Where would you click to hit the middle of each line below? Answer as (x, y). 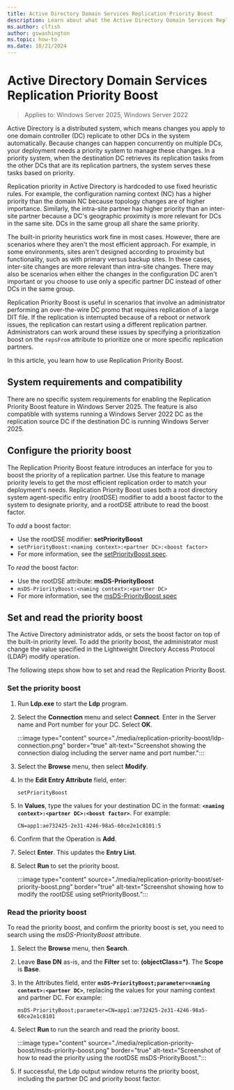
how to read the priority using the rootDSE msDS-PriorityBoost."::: (112, 1057)
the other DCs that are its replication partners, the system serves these (109, 165)
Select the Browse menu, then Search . (73, 948)
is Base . (29, 969)
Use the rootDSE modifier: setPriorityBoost (80, 539)
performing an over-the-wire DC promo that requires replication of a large (113, 309)
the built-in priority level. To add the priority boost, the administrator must (112, 642)
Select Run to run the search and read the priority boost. (98, 1029)
